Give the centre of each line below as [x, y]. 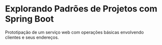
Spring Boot [29, 19]
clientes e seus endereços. [32, 37]
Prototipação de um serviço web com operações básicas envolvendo [74, 32]
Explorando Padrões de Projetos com [81, 9]
